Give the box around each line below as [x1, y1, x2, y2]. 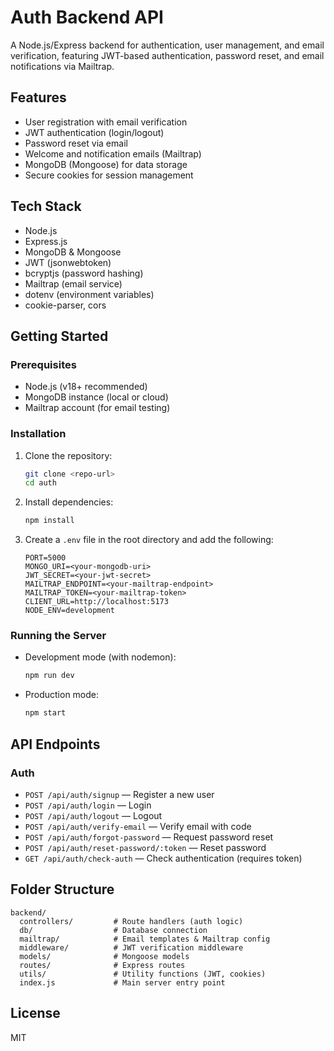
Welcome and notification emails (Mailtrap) [24, 147, 202, 160]
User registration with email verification [24, 116, 188, 128]
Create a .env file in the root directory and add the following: [24, 534, 274, 546]
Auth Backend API [10, 6, 164, 29]
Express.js [24, 235, 68, 247]
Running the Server [10, 629, 107, 643]
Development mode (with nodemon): [24, 651, 177, 663]
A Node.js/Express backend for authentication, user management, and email [10, 39, 325, 51]
